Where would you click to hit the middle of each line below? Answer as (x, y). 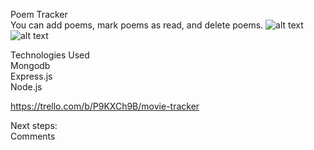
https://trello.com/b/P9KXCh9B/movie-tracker (105, 106)
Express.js (31, 76)
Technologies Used (50, 55)
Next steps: (34, 125)
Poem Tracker (39, 14)
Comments (33, 136)
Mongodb (30, 65)
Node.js (26, 87)
